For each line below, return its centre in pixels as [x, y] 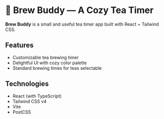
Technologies [27, 84]
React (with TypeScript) [37, 96]
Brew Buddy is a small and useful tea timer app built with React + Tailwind [82, 24]
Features [19, 45]
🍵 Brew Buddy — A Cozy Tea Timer [79, 10]
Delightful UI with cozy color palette [50, 63]
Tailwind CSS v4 [29, 101]
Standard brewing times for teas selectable [57, 68]
